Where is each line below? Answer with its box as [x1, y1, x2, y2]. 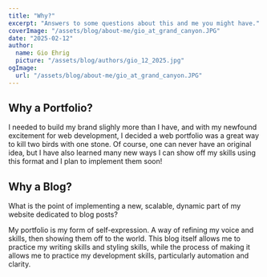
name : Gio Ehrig [15, 49, 70, 57]
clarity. [8, 259, 31, 269]
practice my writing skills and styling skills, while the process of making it [8, 242, 251, 252]
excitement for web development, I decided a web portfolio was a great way [8, 131, 259, 141]
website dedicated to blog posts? [8, 210, 119, 219]
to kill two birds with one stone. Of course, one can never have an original [8, 140, 252, 149]
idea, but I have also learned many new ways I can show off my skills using [8, 148, 257, 157]
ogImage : [8, 64, 38, 72]
